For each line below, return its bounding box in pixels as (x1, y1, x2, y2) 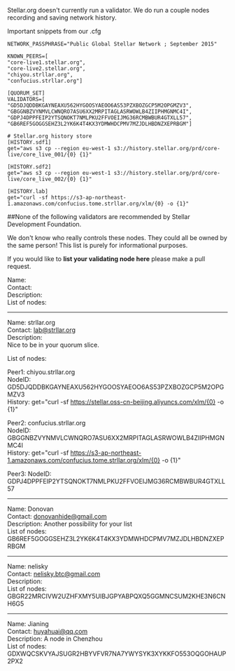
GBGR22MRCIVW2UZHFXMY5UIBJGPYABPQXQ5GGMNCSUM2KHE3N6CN (7, 592, 226, 600)
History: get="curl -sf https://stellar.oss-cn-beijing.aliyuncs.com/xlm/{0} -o (7, 398, 225, 406)
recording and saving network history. (7, 13, 117, 22)
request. (7, 263, 31, 270)
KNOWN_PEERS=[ (7, 53, 49, 60)
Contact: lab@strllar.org (7, 326, 76, 334)
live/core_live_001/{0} (7, 151, 77, 158)
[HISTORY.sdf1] (7, 139, 52, 146)
